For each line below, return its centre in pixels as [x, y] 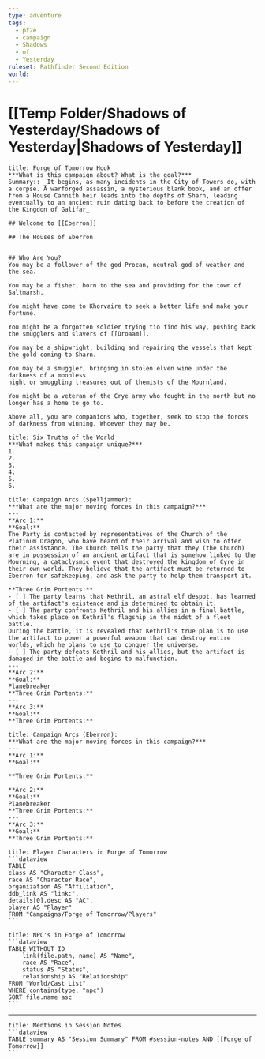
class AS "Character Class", [56, 873]
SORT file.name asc [40, 997]
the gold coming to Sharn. [52, 355]
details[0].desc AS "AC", [50, 900]
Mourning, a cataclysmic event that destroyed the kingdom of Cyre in [127, 561]
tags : [17, 23]
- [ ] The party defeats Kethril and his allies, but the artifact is [127, 652]
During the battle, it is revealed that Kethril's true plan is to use [128, 631]
